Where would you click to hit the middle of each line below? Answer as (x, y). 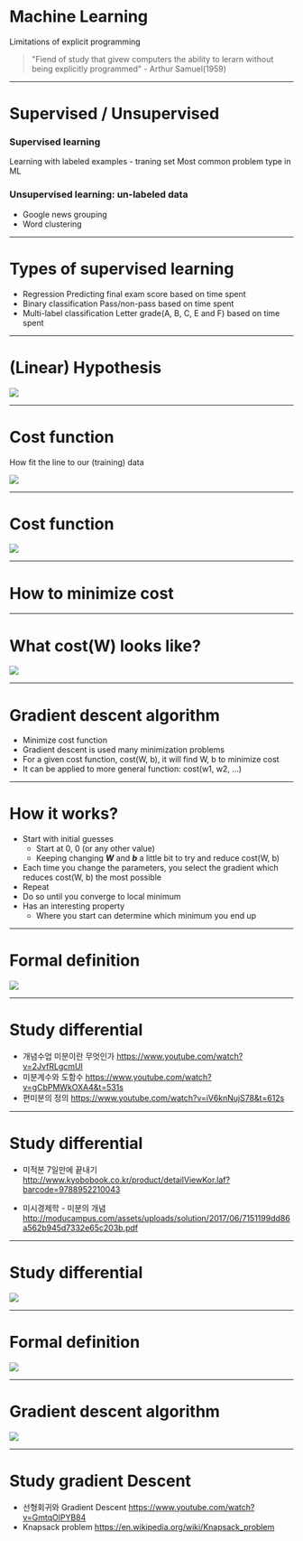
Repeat (36, 887)
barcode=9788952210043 (71, 1190)
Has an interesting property (73, 906)
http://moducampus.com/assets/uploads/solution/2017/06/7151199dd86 (156, 1219)
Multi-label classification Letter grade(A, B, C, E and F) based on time (151, 313)
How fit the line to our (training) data (77, 462)
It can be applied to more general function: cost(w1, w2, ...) (132, 769)
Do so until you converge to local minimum (101, 897)
